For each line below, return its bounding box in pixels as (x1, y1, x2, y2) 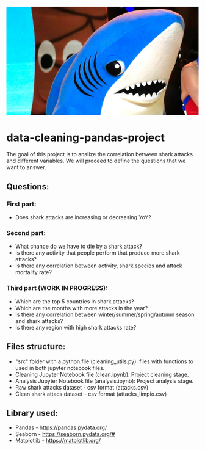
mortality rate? (15, 269, 52, 276)
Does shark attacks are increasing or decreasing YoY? (15, 214, 151, 221)
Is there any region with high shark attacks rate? (15, 324, 137, 331)
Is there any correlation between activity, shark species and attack (15, 262, 183, 269)
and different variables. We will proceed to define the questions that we (6, 157, 186, 165)
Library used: (6, 407, 59, 418)
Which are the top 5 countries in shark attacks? (15, 297, 134, 305)
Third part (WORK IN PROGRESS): (6, 284, 108, 292)
